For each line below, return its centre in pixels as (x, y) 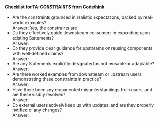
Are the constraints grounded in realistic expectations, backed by (77, 17)
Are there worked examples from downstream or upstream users (77, 74)
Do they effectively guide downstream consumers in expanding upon (81, 33)
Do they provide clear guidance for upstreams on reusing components (82, 48)
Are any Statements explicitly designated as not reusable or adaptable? (83, 64)
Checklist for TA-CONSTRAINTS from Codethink (55, 7)
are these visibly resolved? (39, 95)
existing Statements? (33, 38)
